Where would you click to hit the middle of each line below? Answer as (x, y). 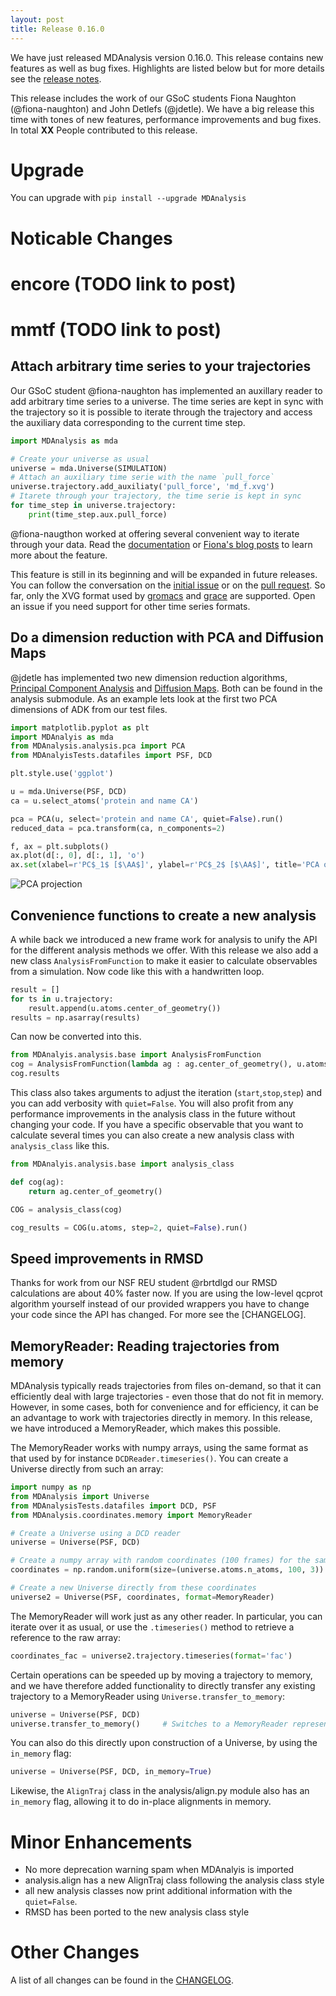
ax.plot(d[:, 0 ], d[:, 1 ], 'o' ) (77, 856)
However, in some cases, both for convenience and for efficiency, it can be (164, 1407)
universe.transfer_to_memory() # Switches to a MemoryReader (149, 1724)
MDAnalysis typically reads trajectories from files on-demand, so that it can (166, 1386)
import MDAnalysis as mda (64, 441)
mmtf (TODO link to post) (116, 330)
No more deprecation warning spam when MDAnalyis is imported (159, 1870)
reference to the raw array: (66, 1637)
